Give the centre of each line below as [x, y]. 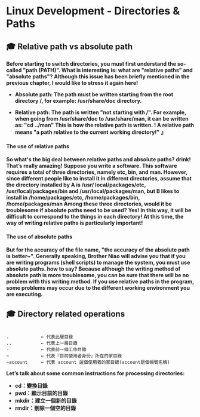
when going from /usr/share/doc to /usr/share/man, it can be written [102, 119]
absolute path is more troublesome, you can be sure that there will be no [98, 275]
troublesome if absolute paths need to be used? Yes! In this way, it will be [99, 210]
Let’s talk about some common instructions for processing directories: [96, 373]
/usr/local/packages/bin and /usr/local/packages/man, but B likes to [93, 191]
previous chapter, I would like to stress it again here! [72, 83]
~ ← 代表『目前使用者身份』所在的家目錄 [64, 356]
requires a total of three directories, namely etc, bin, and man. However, [97, 172]
